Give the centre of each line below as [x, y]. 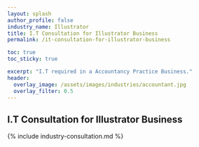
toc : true [22, 52]
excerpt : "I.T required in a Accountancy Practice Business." [100, 71]
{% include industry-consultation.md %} [66, 136]
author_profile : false [40, 20]
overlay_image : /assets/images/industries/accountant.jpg [100, 85]
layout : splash [29, 14]
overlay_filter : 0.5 [43, 91]
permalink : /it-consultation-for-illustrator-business [89, 40]
